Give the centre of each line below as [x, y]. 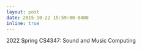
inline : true [23, 23]
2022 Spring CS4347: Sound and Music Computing [71, 41]
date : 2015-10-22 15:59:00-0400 [47, 18]
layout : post [23, 12]
